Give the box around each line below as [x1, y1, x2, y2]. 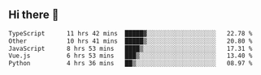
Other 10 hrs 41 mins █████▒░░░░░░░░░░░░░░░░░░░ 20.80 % [8, 37, 253, 45]
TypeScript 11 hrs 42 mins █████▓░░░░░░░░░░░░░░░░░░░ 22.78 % [8, 29, 253, 37]
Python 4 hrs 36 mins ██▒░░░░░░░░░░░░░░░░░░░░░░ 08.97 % [8, 60, 253, 68]
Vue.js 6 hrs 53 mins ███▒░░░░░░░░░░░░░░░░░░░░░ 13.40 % [8, 52, 253, 60]
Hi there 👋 [8, 8, 59, 22]
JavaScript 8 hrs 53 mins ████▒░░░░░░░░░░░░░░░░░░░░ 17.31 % [8, 44, 253, 52]
